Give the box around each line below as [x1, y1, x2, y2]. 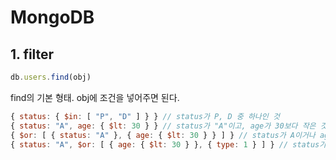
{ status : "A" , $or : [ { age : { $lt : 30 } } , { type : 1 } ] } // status [10, 139, 320, 150]
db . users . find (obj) [10, 72, 92, 82]
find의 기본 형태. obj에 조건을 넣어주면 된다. [10, 91, 180, 103]
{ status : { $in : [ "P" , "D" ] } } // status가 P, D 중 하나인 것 [10, 111, 280, 121]
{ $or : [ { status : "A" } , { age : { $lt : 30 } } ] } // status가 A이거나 [10, 130, 316, 140]
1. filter [10, 46, 55, 63]
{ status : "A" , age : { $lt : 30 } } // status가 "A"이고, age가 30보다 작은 [10, 121, 317, 131]
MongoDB [10, 6, 95, 29]
